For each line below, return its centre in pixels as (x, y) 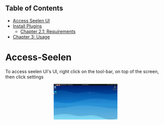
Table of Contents (34, 8)
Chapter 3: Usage (31, 37)
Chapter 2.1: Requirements (48, 31)
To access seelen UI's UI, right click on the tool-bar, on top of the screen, (82, 71)
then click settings (24, 77)
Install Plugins (27, 26)
